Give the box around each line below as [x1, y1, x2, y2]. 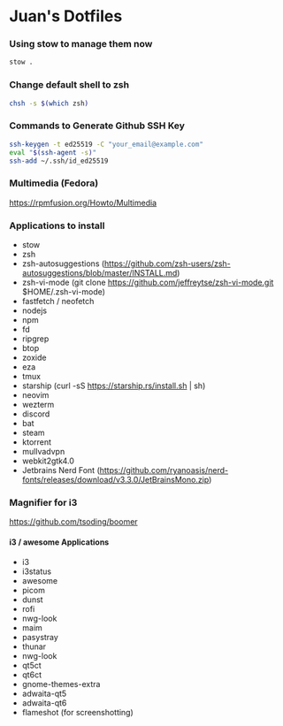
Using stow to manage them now [9, 38, 153, 50]
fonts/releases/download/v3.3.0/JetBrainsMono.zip [21, 475, 210, 485]
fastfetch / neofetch [21, 296, 95, 307]
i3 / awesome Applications [9, 537, 110, 547]
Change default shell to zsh [9, 79, 130, 91]
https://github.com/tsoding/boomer [9, 516, 139, 527]
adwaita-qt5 [21, 688, 67, 699]
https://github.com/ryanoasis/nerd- [99, 465, 228, 476]
